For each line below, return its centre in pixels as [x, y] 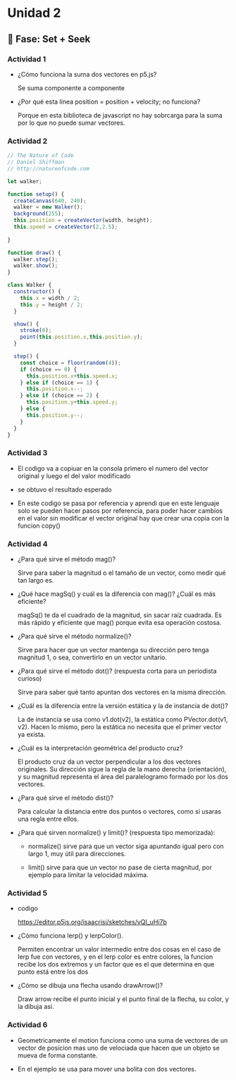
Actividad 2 [27, 141]
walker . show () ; [36, 266]
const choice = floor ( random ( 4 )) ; [70, 363]
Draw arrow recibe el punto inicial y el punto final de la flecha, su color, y [123, 999]
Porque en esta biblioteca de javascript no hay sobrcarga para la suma [120, 115]
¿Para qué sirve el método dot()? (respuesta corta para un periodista [117, 671]
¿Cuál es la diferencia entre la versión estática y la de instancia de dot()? [123, 706]
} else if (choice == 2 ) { [60, 396]
